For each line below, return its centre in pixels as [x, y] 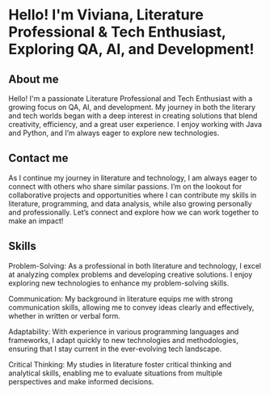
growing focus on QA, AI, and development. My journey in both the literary [132, 107]
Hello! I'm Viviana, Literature [106, 15]
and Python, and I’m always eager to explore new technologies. [114, 133]
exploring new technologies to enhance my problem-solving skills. [119, 283]
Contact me [38, 158]
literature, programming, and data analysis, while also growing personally [130, 203]
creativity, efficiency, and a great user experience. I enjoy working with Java [135, 124]
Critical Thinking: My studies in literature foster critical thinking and [120, 364]
